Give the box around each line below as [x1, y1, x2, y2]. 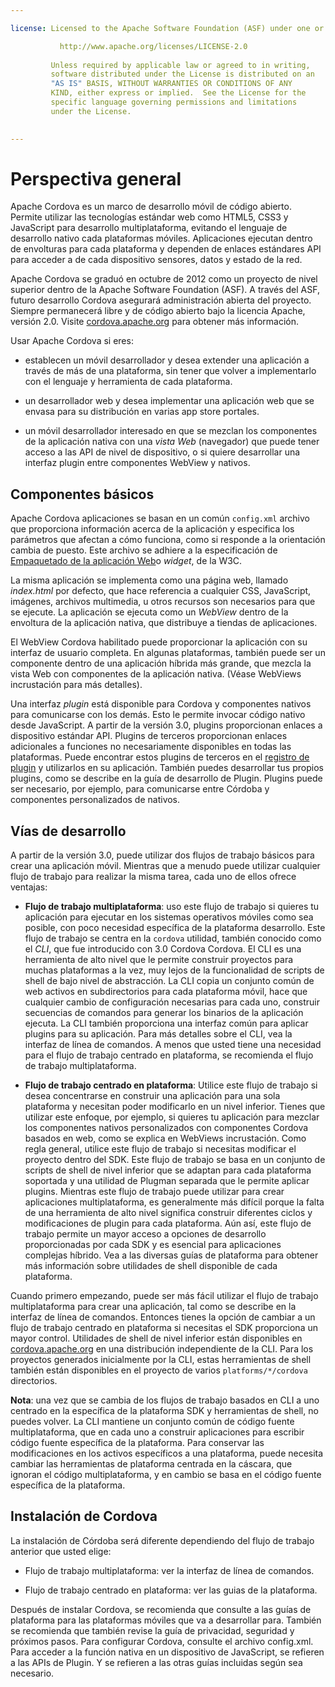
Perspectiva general [10, 167, 182, 190]
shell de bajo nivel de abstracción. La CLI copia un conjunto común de [24, 975, 315, 987]
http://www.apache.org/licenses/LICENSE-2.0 [59, 41, 248, 51]
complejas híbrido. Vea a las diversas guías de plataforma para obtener [24, 1249, 319, 1261]
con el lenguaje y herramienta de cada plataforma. [24, 376, 233, 388]
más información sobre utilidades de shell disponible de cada [24, 1260, 278, 1272]
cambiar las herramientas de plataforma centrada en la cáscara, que [10, 1458, 293, 1470]
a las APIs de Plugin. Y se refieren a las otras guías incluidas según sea [10, 1656, 303, 1668]
